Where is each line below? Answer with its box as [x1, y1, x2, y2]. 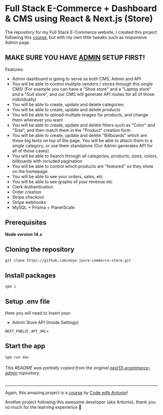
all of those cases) [12, 148, 49, 154]
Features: [5, 66, 24, 72]
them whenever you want [12, 117, 63, 123]
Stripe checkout [12, 194, 44, 200]
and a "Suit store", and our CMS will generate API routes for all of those [12, 91, 155, 97]
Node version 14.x [5, 231, 43, 237]
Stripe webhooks [12, 199, 46, 205]
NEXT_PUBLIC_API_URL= [5, 329, 49, 334]
